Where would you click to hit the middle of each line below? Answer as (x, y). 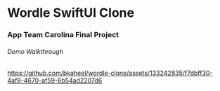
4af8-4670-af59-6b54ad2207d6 (55, 80)
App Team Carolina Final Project (63, 35)
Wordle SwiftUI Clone (71, 13)
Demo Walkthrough (35, 51)
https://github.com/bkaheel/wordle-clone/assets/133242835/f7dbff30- (110, 73)
